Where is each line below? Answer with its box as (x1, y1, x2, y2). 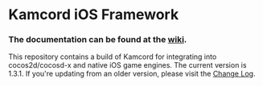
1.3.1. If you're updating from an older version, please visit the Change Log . (8, 69, 256, 79)
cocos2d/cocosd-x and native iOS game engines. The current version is (8, 61, 247, 70)
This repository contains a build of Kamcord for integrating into (8, 52, 217, 61)
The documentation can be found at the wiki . (8, 34, 187, 45)
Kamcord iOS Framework (8, 6, 179, 24)
